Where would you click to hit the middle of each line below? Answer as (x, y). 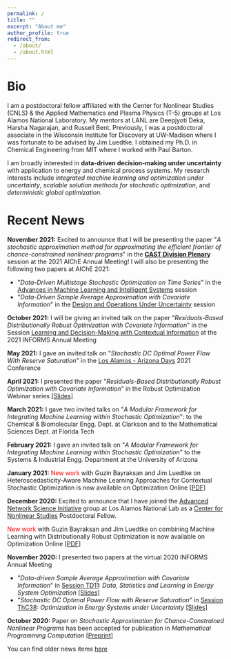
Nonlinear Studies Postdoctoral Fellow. (62, 515)
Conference (24, 368)
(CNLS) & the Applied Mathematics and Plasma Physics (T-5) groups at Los (114, 113)
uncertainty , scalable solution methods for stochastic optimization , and (109, 185)
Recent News (46, 220)
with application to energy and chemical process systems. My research (109, 170)
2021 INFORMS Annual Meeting (52, 340)
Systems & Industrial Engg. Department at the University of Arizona (103, 459)
